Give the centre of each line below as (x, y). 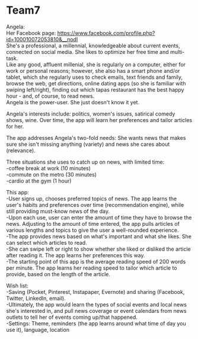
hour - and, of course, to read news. (50, 96)
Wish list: (17, 286)
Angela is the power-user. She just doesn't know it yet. (73, 102)
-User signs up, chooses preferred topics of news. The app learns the (91, 199)
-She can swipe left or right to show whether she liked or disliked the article (98, 249)
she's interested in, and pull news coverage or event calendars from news (96, 311)
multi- (177, 52)
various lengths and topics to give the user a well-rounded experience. (92, 230)
